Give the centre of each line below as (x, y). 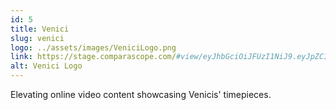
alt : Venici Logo (46, 66)
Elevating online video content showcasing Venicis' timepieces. (141, 94)
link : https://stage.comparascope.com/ (93, 57)
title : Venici (40, 29)
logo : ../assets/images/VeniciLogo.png (93, 47)
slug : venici (37, 38)
